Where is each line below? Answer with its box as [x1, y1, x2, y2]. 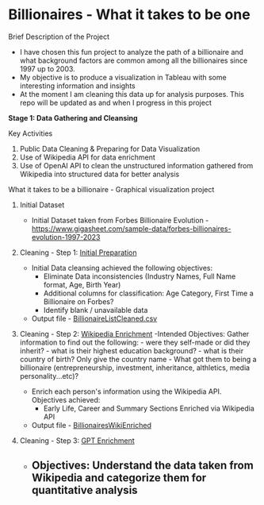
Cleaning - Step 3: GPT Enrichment [19, 435, 135, 445]
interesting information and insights [19, 81, 136, 91]
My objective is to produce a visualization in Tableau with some [19, 72, 228, 82]
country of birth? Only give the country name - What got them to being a [19, 354, 257, 364]
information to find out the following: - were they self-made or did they [19, 337, 251, 347]
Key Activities [8, 129, 53, 138]
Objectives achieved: [31, 395, 101, 404]
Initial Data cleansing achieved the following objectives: [31, 263, 213, 272]
